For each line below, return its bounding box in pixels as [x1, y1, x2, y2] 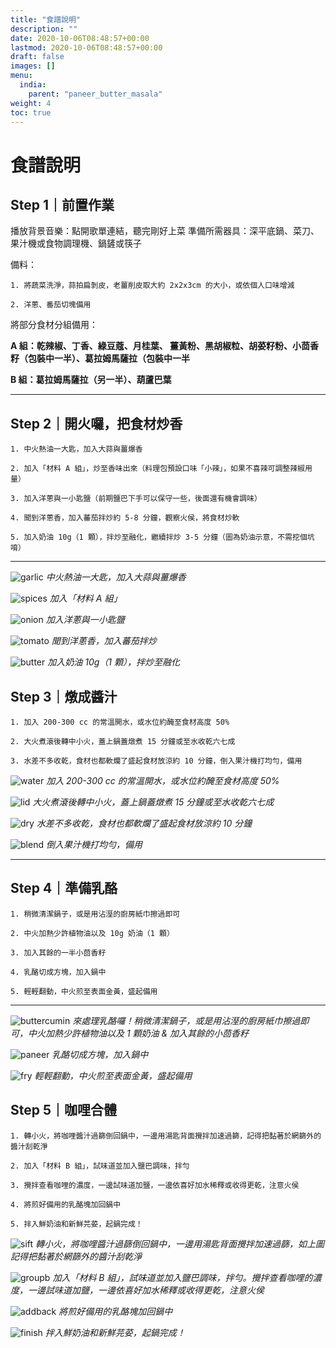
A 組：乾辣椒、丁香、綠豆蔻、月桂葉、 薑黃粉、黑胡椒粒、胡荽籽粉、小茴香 [10, 340, 320, 352]
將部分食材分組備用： [10, 319, 98, 331]
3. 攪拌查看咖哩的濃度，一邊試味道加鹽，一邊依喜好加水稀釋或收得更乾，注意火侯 [10, 1180, 300, 1190]
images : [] [10, 61, 56, 71]
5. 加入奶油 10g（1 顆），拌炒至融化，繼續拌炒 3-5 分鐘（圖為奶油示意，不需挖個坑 [10, 532, 315, 543]
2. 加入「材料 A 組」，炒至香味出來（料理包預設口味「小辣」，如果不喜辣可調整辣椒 [10, 464, 306, 474]
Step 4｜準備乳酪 [10, 880, 118, 897]
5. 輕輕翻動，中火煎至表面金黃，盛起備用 [10, 986, 158, 996]
